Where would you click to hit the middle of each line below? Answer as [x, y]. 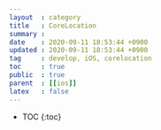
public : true [37, 75]
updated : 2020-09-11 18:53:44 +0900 [79, 50]
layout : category [45, 17]
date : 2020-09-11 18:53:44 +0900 [79, 42]
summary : [27, 34]
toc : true [37, 67]
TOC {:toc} [42, 117]
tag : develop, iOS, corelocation [80, 58]
